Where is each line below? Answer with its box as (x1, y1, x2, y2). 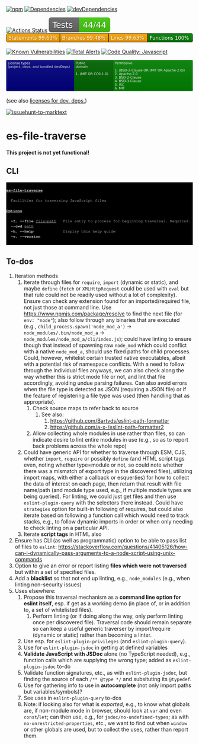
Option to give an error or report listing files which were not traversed (14, 562, 187, 569)
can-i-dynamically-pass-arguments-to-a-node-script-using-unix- (14, 549, 176, 557)
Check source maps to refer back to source (32, 404, 139, 411)
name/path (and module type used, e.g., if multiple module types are (23, 486, 191, 493)
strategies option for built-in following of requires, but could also (23, 505, 184, 512)
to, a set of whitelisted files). (23, 606, 93, 613)
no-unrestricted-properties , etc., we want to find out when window (23, 719, 188, 726)
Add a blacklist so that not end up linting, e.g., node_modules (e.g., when (14, 574, 191, 582)
